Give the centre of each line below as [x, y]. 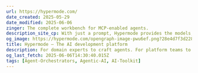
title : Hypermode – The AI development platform [67, 45]
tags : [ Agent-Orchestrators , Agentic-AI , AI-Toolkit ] [74, 61]
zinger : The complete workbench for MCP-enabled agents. [77, 28]
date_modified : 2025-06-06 [39, 22]
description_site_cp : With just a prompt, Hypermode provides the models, [100, 34]
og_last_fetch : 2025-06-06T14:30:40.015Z [58, 55]
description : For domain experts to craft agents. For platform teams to [99, 50]
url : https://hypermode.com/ [42, 11]
